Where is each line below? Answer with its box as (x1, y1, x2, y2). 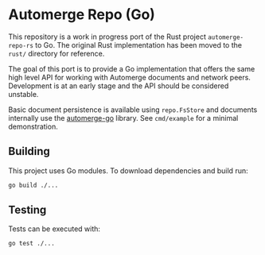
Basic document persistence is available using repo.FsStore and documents (8, 105, 258, 114)
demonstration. (8, 122, 58, 131)
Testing (8, 203, 47, 217)
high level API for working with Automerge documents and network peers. (8, 72, 251, 82)
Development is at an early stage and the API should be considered (8, 81, 229, 91)
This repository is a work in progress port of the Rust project (8, 32, 207, 41)
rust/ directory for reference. (8, 48, 105, 58)
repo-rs (8, 41, 34, 49)
